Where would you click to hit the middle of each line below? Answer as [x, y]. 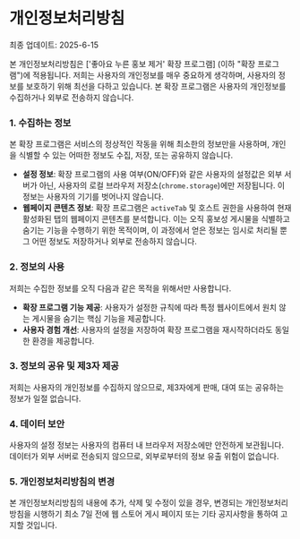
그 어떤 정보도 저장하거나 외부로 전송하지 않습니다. [109, 242]
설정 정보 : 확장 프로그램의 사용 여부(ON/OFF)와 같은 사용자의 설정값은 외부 [152, 175]
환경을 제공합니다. [63, 340]
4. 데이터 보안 [37, 423]
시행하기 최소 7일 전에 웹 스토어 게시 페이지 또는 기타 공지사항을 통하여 [156, 514]
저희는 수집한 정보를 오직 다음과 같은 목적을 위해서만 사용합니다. [120, 288]
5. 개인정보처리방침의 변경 [62, 482]
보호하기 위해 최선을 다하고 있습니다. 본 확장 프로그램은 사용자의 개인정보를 [156, 86]
